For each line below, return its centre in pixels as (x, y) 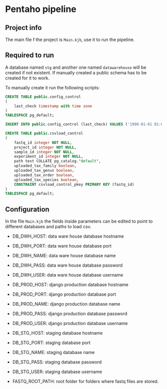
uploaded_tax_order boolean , (44, 175)
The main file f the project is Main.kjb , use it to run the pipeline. (70, 39)
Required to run (30, 55)
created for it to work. (27, 78)
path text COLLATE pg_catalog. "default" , (57, 161)
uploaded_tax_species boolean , (46, 180)
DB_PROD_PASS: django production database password (70, 314)
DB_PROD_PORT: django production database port (64, 294)
